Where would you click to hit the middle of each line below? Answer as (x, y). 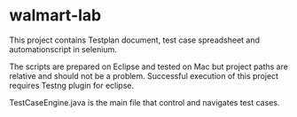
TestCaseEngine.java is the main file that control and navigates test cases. (145, 102)
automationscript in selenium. (63, 49)
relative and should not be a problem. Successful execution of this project (144, 75)
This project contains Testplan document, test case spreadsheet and (134, 40)
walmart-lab (55, 16)
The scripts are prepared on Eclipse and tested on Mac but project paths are (148, 66)
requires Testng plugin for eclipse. (72, 85)
